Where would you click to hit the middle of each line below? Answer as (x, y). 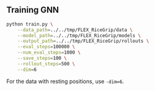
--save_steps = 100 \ (42, 58)
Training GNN (33, 10)
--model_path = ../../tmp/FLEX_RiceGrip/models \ (79, 35)
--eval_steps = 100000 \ (46, 47)
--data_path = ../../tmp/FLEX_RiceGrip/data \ (75, 30)
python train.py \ (30, 24)
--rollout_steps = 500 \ (46, 64)
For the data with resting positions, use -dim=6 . (65, 81)
